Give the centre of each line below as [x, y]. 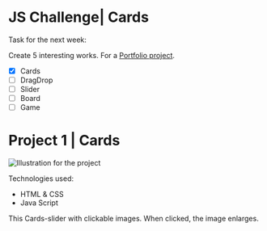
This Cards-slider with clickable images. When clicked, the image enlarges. [133, 219]
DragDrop [36, 80]
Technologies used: [41, 178]
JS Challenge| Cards [79, 17]
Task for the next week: [48, 40]
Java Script [39, 203]
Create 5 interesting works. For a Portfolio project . [92, 55]
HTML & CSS [42, 195]
